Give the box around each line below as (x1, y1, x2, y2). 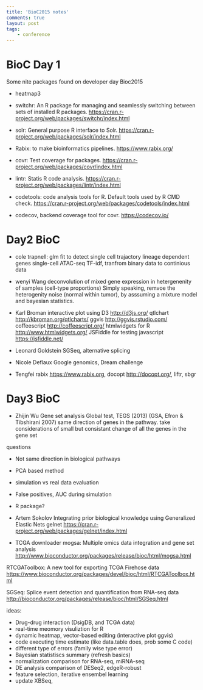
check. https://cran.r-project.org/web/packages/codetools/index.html (15, 199, 190, 207)
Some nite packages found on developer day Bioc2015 (6, 78, 143, 85)
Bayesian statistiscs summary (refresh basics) (15, 651, 131, 658)
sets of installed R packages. (15, 108, 88, 116)
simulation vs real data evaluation (15, 478, 99, 486)
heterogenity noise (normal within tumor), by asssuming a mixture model (15, 291, 198, 298)
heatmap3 (15, 90, 41, 98)
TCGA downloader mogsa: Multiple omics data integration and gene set (15, 539, 194, 546)
